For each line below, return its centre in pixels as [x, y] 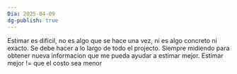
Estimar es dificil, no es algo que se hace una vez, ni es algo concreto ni [112, 40]
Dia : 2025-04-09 [31, 14]
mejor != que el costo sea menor [55, 63]
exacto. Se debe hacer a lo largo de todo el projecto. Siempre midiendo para [118, 48]
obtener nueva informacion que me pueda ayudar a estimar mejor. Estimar [116, 55]
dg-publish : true [33, 20]
